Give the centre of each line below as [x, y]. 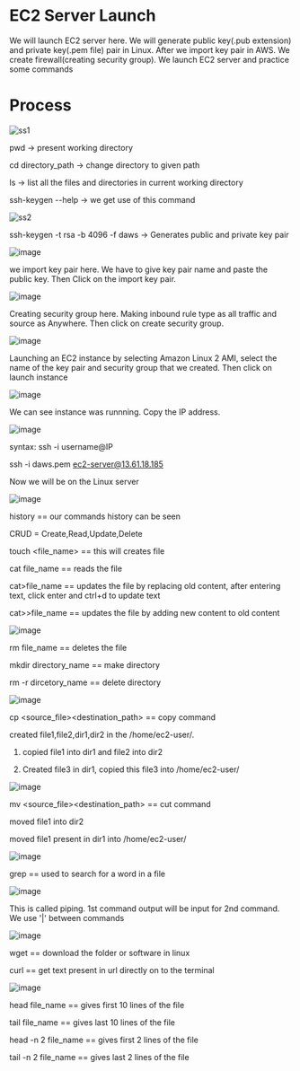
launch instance [39, 377]
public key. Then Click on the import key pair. [93, 278]
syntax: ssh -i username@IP [62, 446]
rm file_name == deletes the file [68, 647]
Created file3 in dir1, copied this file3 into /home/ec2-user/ [131, 769]
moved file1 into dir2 [47, 821]
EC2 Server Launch [83, 16]
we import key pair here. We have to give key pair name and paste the [138, 269]
